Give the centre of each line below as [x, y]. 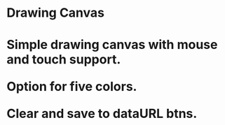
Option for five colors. [72, 87]
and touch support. [64, 60]
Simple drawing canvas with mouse [112, 45]
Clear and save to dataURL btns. [102, 114]
